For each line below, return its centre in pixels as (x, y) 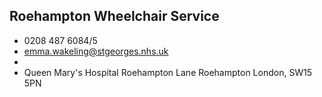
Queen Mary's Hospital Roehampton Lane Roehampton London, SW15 (168, 72)
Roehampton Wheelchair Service (114, 16)
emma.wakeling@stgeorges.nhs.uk (96, 51)
